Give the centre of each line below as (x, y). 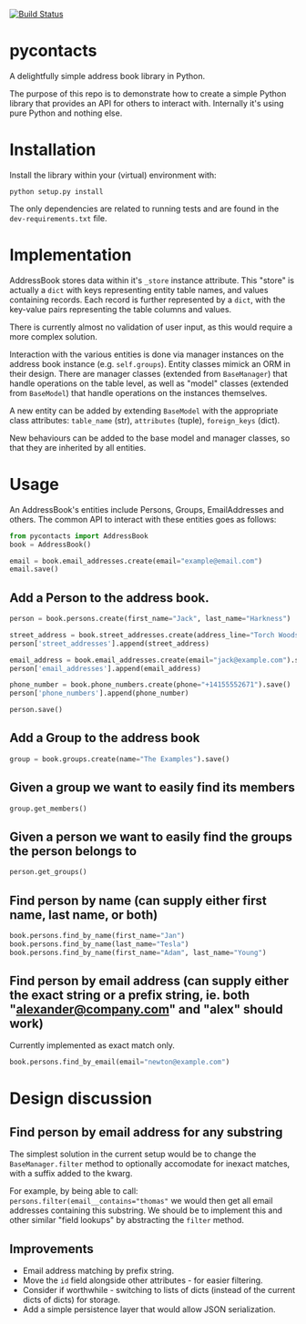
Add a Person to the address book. (109, 598)
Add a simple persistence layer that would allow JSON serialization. (149, 1309)
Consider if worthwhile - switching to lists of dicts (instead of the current (159, 1290)
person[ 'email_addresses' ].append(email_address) (106, 668)
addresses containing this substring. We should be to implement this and (146, 1210)
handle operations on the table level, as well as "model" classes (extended (149, 383)
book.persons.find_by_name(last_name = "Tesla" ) (99, 944)
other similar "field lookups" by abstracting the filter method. (127, 1220)
